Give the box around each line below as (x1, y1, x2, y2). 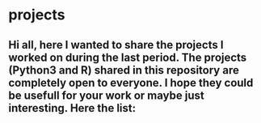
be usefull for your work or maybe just (8, 88, 204, 102)
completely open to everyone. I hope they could (8, 75, 254, 90)
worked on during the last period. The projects (8, 50, 247, 64)
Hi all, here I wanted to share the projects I (8, 38, 224, 52)
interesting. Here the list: (8, 101, 136, 115)
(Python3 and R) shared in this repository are (8, 63, 240, 77)
